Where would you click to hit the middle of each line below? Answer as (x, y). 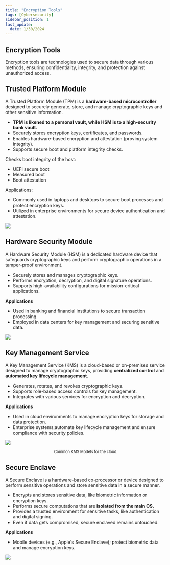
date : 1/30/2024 (27, 29)
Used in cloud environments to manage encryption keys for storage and (88, 417)
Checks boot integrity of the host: (41, 159)
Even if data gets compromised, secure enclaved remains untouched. (86, 523)
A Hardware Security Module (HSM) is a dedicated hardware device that (81, 254)
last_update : (19, 24)
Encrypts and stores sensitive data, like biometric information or (80, 495)
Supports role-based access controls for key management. (75, 391)
